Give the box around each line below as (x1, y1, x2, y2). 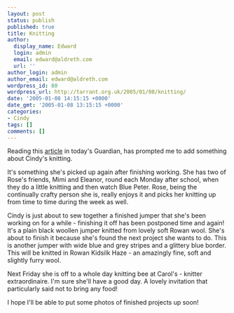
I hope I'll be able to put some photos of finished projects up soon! (7, 298, 199, 307)
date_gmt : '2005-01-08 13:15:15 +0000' (7, 102, 124, 109)
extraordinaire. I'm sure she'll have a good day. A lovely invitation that (7, 277, 208, 286)
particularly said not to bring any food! (7, 285, 118, 293)
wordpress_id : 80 (7, 82, 58, 89)
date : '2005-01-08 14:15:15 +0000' (7, 95, 111, 102)
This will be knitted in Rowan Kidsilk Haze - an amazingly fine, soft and (7, 248, 212, 257)
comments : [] (7, 128, 46, 135)
